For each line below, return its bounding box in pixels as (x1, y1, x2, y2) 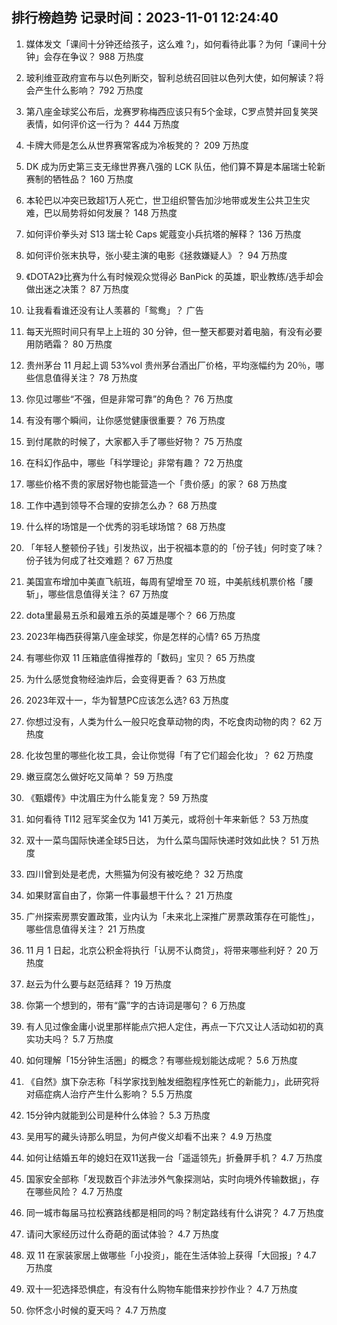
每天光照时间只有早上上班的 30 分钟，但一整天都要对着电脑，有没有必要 (25, 325, 323, 337)
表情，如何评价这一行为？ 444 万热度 (25, 118, 180, 130)
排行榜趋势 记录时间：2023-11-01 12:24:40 (11, 9, 279, 27)
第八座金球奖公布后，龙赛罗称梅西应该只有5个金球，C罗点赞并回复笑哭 (25, 105, 319, 117)
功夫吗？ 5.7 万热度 (34, 1033, 114, 1045)
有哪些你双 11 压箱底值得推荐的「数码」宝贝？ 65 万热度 (25, 651, 256, 663)
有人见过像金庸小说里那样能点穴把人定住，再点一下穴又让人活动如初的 (25, 1020, 316, 1032)
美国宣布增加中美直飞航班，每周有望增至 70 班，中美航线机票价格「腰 (25, 575, 314, 587)
